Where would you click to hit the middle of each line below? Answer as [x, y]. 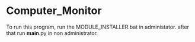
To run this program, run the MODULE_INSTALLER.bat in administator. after [98, 27]
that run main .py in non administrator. [52, 33]
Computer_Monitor [54, 11]
